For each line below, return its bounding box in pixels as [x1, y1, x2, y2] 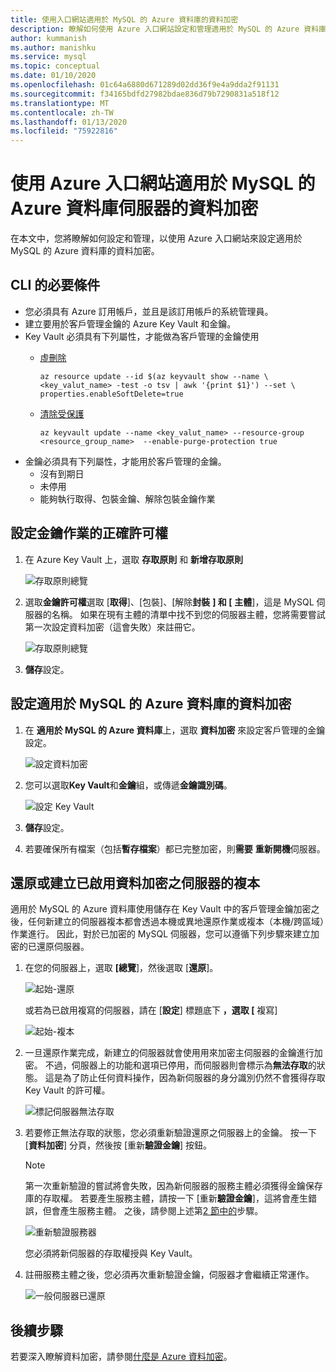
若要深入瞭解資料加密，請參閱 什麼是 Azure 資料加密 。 [10, 1351, 233, 1363]
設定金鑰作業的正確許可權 [10, 525, 168, 542]
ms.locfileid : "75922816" [10, 126, 118, 136]
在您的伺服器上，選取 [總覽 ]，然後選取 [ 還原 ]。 [24, 962, 219, 974]
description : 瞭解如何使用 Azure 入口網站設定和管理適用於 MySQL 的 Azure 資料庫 [10, 24, 327, 34]
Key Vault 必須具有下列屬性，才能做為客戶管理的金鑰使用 [24, 330, 260, 342]
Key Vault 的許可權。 [24, 1084, 111, 1096]
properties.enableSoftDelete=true [39, 389, 184, 399]
